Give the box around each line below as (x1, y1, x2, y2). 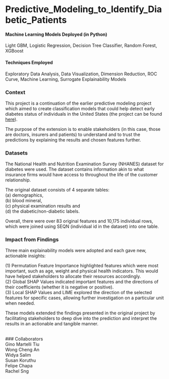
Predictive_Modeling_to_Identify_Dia (5, 4, 162, 15)
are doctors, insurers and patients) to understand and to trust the (5, 131, 140, 137)
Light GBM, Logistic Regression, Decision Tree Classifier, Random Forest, (5, 42, 157, 49)
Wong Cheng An (5, 347, 39, 353)
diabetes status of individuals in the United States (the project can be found (5, 111, 162, 117)
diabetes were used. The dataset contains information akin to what (5, 166, 144, 172)
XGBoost (5, 48, 24, 54)
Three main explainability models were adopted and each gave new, (5, 248, 147, 254)
